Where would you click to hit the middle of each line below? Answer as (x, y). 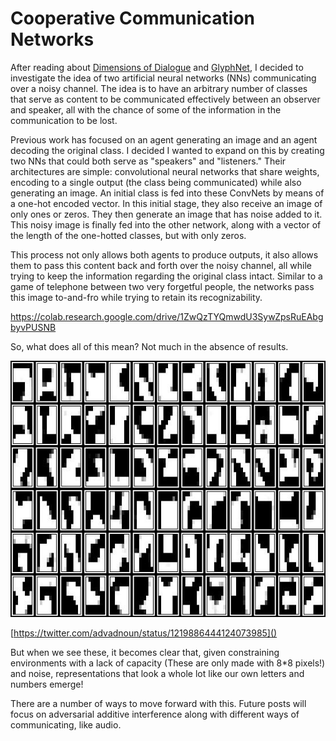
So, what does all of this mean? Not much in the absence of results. (149, 346)
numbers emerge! (47, 684)
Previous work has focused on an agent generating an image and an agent (164, 139)
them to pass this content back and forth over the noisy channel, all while (161, 265)
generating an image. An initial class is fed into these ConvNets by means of (167, 193)
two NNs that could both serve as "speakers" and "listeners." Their (148, 161)
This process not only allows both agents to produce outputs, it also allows (164, 254)
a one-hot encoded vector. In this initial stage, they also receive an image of (166, 203)
